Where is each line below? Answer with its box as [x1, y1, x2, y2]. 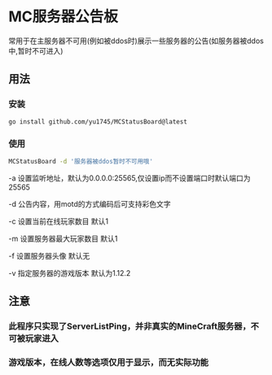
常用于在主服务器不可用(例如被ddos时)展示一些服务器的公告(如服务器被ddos [8, 36, 265, 46]
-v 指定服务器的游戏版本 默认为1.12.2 [8, 268, 131, 277]
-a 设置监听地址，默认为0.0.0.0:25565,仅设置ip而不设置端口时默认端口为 [8, 172, 251, 183]
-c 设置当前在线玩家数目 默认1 [8, 216, 109, 226]
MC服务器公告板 [8, 7, 118, 26]
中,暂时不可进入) [8, 46, 64, 55]
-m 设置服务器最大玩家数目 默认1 [8, 233, 118, 243]
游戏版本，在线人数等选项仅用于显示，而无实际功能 [8, 356, 209, 368]
